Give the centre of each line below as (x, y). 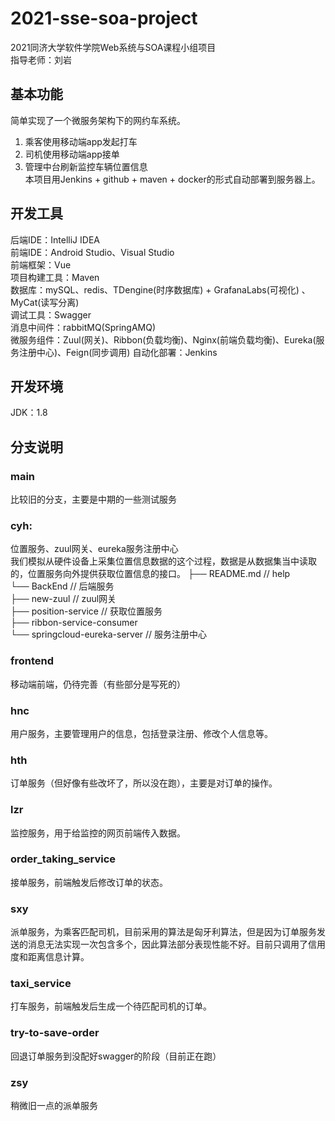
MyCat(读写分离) (45, 302)
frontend (32, 661)
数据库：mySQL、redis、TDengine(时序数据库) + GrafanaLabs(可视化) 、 (160, 289)
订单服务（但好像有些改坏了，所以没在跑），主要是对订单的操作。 (144, 783)
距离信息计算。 (58, 957)
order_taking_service (63, 859)
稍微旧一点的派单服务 (54, 1106)
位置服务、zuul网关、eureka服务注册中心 (94, 549)
